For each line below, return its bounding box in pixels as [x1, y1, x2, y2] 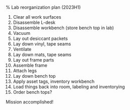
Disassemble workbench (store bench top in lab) [13, 25, 114, 31]
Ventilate [13, 46, 32, 52]
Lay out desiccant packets [13, 35, 68, 41]
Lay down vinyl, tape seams [13, 41, 71, 47]
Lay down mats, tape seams [13, 51, 72, 58]
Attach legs [13, 68, 37, 74]
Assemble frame [13, 63, 47, 68]
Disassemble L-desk [13, 20, 56, 25]
